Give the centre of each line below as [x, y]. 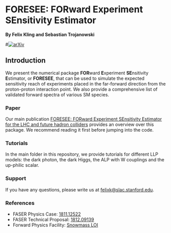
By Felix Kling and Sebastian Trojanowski [50, 34]
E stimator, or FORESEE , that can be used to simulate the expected [75, 78]
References [20, 203]
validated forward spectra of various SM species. [57, 94]
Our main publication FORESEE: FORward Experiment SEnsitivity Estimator [84, 119]
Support [16, 179]
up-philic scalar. [22, 165]
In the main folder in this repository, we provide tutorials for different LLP [82, 154]
